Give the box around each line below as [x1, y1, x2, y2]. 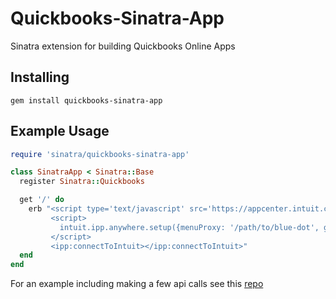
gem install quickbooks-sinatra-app [10, 95, 163, 106]
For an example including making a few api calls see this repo [10, 278, 264, 290]
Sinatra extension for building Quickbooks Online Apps [10, 40, 236, 52]
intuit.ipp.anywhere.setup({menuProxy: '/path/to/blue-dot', [59, 222, 320, 232]
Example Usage [10, 123, 110, 140]
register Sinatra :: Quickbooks [19, 177, 145, 187]
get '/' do [19, 195, 65, 205]
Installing [10, 69, 70, 86]
